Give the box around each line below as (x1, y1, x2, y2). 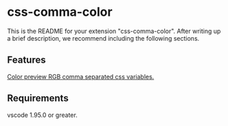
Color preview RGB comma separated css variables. (7, 72, 155, 81)
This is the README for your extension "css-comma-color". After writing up (7, 27, 221, 35)
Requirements (7, 92, 69, 104)
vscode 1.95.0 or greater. (7, 111, 78, 119)
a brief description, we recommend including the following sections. (7, 34, 200, 42)
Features (7, 54, 46, 66)
